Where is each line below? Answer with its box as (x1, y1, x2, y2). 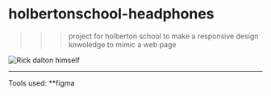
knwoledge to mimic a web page (68, 39, 177, 49)
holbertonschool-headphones (8, 5, 215, 23)
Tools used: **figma (8, 78, 75, 88)
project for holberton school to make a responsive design (68, 31, 259, 41)
